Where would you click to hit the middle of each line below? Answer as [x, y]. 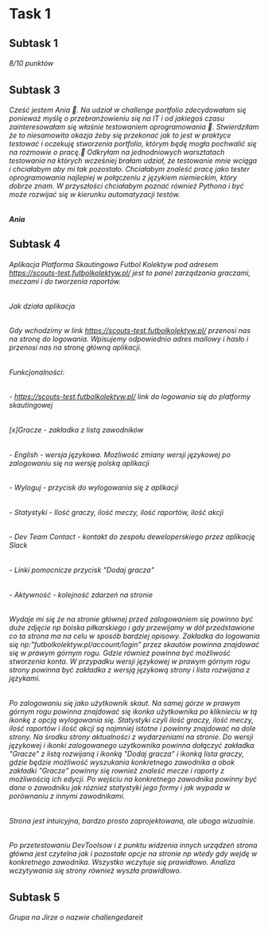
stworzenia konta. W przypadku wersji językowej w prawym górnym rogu [130, 661]
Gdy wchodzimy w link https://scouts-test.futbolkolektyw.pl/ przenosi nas [130, 331]
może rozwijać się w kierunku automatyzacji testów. [95, 195]
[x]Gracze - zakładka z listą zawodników [76, 430]
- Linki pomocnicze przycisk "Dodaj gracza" [82, 570]
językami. [25, 678]
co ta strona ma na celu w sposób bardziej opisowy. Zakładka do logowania [134, 636]
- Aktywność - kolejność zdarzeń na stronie [81, 595]
